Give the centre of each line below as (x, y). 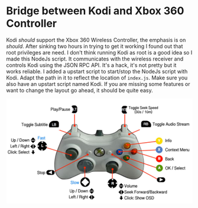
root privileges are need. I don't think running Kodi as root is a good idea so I (99, 52)
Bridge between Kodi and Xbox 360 (95, 11)
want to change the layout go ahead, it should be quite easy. (79, 90)
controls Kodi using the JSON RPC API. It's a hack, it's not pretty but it (91, 65)
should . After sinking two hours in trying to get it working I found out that (95, 46)
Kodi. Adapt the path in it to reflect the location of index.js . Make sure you (97, 78)
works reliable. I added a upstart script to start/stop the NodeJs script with (97, 71)
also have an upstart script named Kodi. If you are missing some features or (98, 84)
